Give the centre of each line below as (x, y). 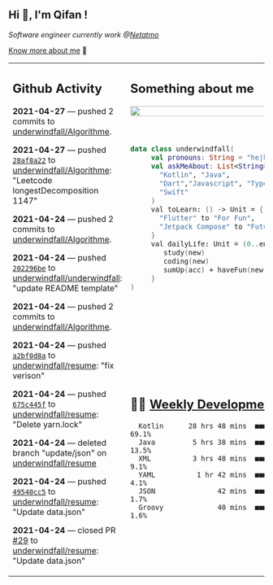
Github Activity (58, 89)
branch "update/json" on (60, 453)
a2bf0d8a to (34, 356)
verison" (29, 376)
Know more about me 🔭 (48, 50)
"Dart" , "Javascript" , (201, 183)
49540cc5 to (34, 491)
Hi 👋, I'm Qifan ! (48, 15)
